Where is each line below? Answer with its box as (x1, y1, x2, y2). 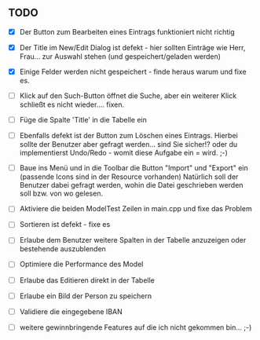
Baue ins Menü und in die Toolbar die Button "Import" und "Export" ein (19, 163, 249, 173)
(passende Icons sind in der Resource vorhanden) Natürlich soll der (19, 172, 239, 181)
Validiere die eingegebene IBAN (19, 306, 123, 316)
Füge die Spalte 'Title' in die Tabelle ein (19, 115, 147, 125)
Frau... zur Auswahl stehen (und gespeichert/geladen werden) (19, 51, 222, 61)
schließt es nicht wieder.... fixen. (19, 100, 125, 109)
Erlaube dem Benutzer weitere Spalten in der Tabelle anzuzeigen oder (19, 236, 247, 245)
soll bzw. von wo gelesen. (19, 188, 104, 199)
